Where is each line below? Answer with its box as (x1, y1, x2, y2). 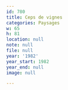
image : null (6, 70, 36, 76)
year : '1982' (6, 53, 39, 59)
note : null (6, 42, 33, 48)
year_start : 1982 (6, 58, 50, 64)
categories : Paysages (6, 20, 60, 26)
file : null (6, 48, 33, 54)
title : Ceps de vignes (6, 14, 63, 20)
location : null (6, 36, 44, 42)
